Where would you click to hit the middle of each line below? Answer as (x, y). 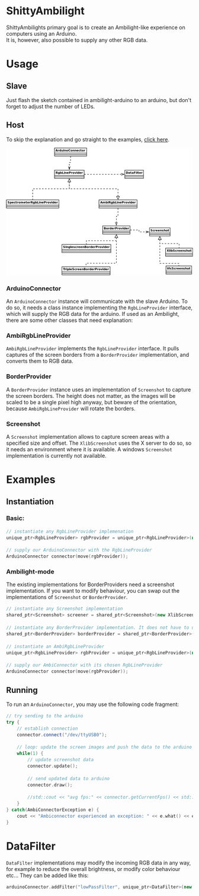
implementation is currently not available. (56, 455)
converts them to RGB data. (40, 361)
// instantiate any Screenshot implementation (65, 609)
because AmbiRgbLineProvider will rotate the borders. (71, 409)
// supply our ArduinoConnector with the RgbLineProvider (79, 550)
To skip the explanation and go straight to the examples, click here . (88, 139)
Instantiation (30, 501)
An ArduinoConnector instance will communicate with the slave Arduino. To (97, 302)
